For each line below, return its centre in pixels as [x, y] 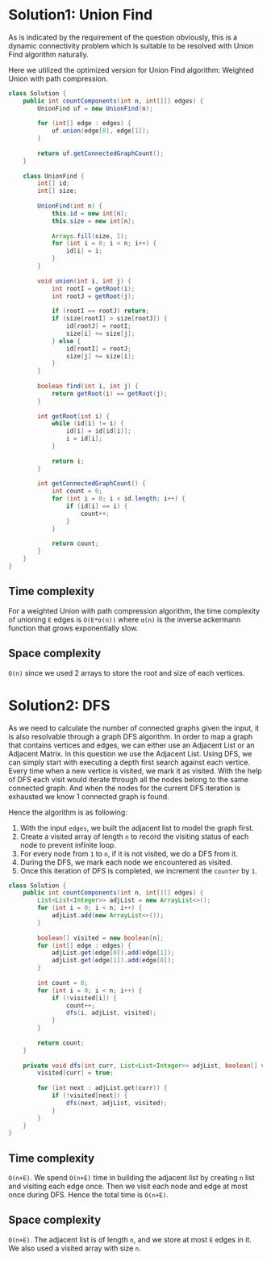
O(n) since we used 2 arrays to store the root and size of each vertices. [127, 672]
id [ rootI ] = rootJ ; [98, 349]
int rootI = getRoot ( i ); [93, 288]
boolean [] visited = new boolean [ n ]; [100, 938]
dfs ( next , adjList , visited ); [117, 1103]
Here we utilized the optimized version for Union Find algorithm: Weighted [131, 69]
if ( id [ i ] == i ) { [97, 506]
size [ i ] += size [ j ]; [100, 333]
